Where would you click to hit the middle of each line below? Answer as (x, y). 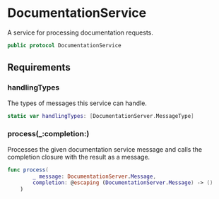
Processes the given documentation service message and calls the (105, 149)
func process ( (28, 170)
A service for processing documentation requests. (80, 32)
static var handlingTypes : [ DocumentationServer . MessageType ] (101, 116)
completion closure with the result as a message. (79, 157)
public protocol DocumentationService (64, 45)
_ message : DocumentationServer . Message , (95, 176)
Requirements (39, 67)
